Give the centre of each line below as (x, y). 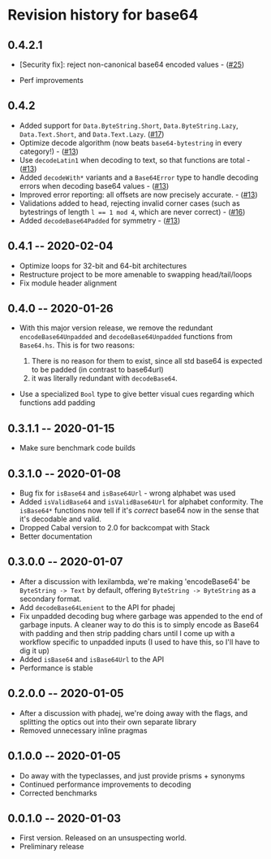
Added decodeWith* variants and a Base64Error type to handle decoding (139, 177)
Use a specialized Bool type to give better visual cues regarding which (137, 394)
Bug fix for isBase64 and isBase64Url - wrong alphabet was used (127, 493)
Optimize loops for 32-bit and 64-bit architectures (103, 265)
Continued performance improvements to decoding (105, 784)
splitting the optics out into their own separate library (108, 722)
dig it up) (34, 650)
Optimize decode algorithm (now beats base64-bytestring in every (131, 142)
